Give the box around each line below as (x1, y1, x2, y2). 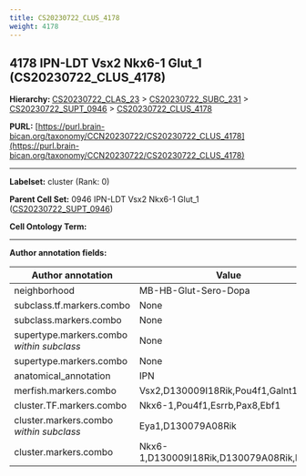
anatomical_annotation (14, 370, 111, 382)
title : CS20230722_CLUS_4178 (9, 13, 120, 23)
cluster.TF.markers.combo (14, 400, 127, 412)
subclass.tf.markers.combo (14, 299, 130, 312)
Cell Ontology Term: (9, 221, 87, 232)
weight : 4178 (9, 22, 59, 31)
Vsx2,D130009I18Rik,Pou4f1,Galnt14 (138, 384, 304, 397)
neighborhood (14, 284, 76, 297)
